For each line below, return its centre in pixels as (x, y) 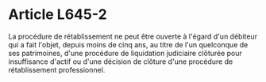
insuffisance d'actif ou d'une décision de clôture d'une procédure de (121, 61)
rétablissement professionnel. (57, 69)
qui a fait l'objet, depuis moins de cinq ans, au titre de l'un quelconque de (128, 44)
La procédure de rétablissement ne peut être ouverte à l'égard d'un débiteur (133, 36)
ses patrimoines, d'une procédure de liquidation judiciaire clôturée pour (125, 53)
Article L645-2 (58, 15)
